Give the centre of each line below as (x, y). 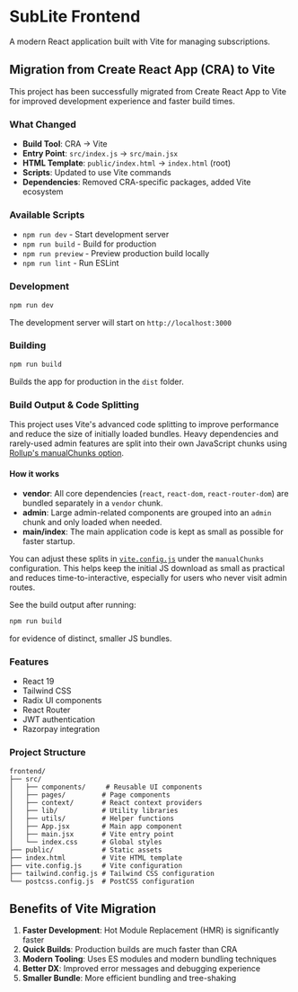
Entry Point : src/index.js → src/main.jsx (100, 154)
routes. (22, 587)
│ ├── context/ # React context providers (106, 802)
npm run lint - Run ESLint (70, 264)
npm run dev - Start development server (96, 235)
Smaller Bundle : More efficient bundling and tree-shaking (129, 979)
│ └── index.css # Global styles (86, 842)
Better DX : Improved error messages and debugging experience (141, 969)
